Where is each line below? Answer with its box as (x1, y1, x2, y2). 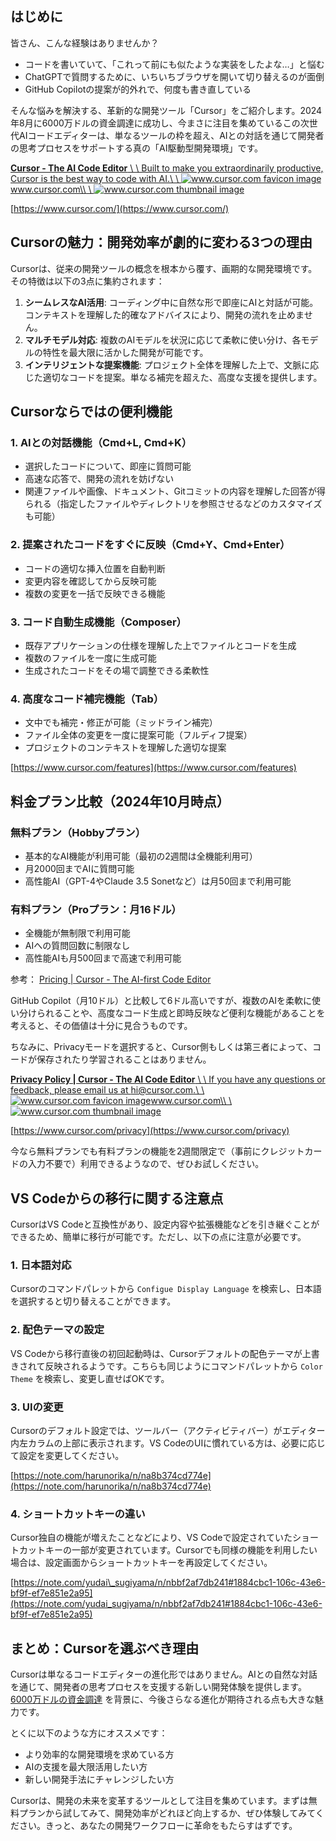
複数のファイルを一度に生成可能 (24, 652, 157, 664)
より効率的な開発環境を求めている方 (24, 1748, 175, 1760)
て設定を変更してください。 (10, 1449, 125, 1461)
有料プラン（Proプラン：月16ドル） (10, 902, 182, 916)
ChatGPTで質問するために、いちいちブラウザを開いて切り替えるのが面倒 (24, 70, 325, 82)
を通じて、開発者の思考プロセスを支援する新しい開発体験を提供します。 (10, 1681, 307, 1692)
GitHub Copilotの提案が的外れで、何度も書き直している (24, 83, 252, 95)
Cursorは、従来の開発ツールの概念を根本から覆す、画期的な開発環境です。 (10, 262, 318, 274)
